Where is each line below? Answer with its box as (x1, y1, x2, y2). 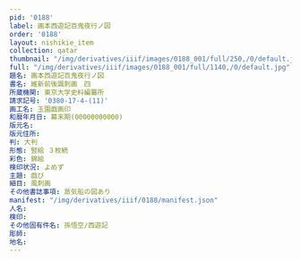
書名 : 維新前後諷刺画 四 (9, 80, 91, 88)
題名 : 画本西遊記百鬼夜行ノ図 (9, 71, 105, 80)
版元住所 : (9, 130, 40, 138)
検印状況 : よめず (9, 163, 64, 172)
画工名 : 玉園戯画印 (9, 105, 72, 113)
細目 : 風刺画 (9, 180, 51, 189)
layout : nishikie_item (9, 38, 94, 47)
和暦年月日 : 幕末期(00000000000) (9, 113, 124, 122)
